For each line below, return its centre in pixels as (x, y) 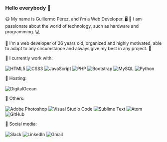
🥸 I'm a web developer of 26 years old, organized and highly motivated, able (83, 43)
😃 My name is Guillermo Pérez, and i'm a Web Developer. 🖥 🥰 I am (74, 19)
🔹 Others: (15, 98)
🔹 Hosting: (16, 78)
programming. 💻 (22, 32)
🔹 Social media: (21, 124)
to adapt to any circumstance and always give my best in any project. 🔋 (78, 49)
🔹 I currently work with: (29, 58)
